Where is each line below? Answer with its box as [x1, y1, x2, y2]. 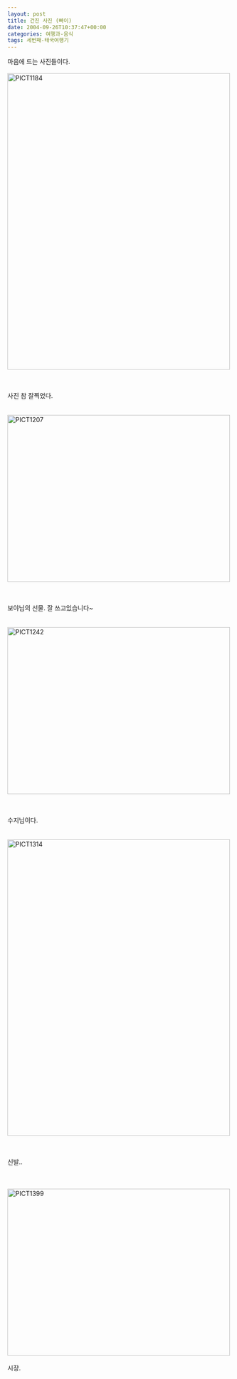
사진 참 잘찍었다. [7, 392, 53, 400]
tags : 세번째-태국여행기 [7, 37, 69, 44]
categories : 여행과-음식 [7, 30, 73, 38]
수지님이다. [7, 816, 38, 824]
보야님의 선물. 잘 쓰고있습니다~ [7, 604, 94, 612]
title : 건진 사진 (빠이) [7, 17, 73, 24]
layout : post [7, 10, 46, 18]
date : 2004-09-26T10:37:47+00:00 [7, 23, 107, 31]
